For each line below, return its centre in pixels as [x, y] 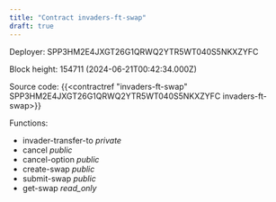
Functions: [29, 123]
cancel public [47, 150]
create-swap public [58, 169]
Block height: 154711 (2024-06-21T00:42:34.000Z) [103, 69]
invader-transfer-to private [72, 140]
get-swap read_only [59, 188]
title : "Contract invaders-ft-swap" [78, 18]
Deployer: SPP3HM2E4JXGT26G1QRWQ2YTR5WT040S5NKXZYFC [134, 51]
